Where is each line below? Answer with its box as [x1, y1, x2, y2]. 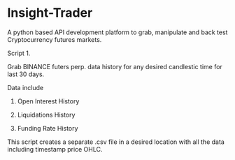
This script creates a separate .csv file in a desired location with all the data [7, 138, 225, 146]
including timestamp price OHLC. [7, 145, 103, 153]
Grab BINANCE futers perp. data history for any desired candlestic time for [7, 62, 222, 71]
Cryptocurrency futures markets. [7, 35, 102, 43]
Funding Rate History [17, 124, 78, 132]
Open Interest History [17, 96, 80, 106]
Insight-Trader [7, 5, 93, 21]
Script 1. [7, 49, 31, 57]
